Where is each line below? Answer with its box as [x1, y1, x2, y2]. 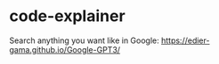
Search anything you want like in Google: [9, 35, 160, 46]
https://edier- [160, 35, 210, 46]
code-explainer [9, 6, 126, 26]
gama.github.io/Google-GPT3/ [9, 44, 121, 54]
